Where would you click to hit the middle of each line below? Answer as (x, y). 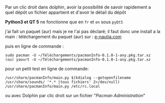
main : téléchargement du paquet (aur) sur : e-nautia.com (63, 37)
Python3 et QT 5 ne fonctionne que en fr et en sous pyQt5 (64, 22)
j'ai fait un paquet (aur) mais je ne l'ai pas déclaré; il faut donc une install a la (83, 31)
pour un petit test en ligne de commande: (47, 69)
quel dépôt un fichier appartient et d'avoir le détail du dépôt (66, 12)
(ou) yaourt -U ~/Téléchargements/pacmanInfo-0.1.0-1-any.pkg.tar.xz (78, 60)
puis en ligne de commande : (34, 46)
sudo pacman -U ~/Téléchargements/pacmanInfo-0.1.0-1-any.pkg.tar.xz (78, 55)
